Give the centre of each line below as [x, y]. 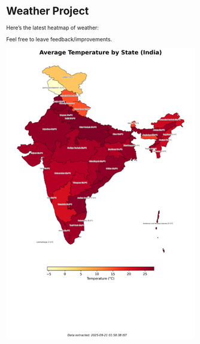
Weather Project [48, 11]
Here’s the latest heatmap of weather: [52, 28]
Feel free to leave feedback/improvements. [59, 39]
